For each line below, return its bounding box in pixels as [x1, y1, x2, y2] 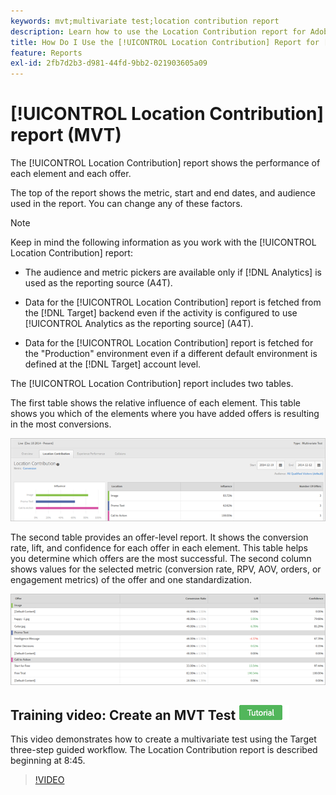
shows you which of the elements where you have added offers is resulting [10, 408, 320, 420]
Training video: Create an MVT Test [10, 706, 237, 724]
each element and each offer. [10, 168, 132, 180]
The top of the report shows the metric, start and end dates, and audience [10, 187, 316, 199]
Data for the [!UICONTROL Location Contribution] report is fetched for [24, 337, 314, 349]
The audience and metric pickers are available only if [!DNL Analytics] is [24, 266, 322, 279]
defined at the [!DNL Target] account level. [24, 358, 202, 370]
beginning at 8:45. [10, 755, 86, 767]
